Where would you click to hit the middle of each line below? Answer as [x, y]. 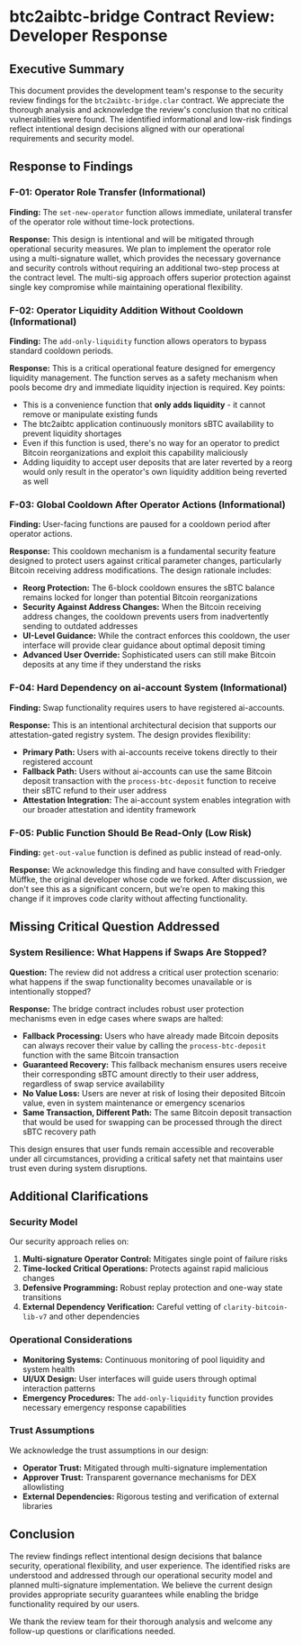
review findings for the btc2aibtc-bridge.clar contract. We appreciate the [147, 100]
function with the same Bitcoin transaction [101, 1055]
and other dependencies [94, 1316]
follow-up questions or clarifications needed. [93, 1631]
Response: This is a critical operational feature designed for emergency [142, 368]
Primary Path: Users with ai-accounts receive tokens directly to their [150, 752]
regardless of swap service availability [93, 1084]
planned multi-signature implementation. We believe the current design [141, 1585]
